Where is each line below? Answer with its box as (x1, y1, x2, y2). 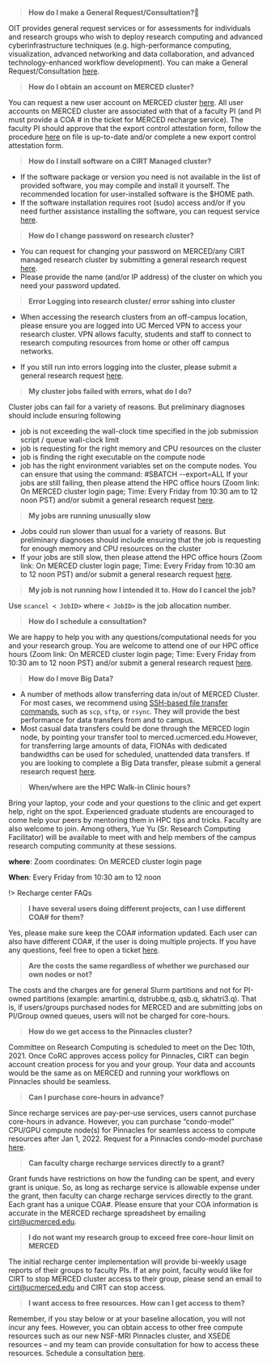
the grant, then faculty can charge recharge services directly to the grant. (8, 1191, 254, 1201)
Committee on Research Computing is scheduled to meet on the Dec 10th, (8, 1042, 256, 1052)
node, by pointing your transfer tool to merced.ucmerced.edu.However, (19, 732, 258, 742)
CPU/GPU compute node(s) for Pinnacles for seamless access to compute (8, 1125, 256, 1134)
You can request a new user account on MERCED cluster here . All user (8, 98, 244, 107)
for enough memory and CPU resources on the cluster (19, 544, 201, 553)
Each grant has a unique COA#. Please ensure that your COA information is (8, 1200, 259, 1209)
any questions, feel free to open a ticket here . (8, 945, 160, 955)
